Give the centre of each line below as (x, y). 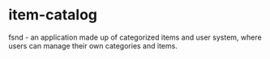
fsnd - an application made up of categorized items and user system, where (135, 37)
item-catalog (53, 15)
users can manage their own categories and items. (93, 45)
